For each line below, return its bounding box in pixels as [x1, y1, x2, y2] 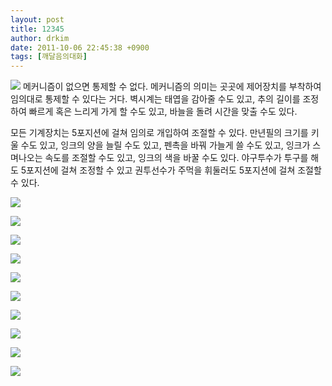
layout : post [10, 14, 65, 25]
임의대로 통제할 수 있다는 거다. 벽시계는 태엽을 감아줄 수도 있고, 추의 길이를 [10, 93, 301, 105]
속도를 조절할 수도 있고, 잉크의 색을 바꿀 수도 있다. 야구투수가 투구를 [44, 152, 309, 164]
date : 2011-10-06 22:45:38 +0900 [10, 42, 150, 53]
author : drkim [10, 33, 70, 43]
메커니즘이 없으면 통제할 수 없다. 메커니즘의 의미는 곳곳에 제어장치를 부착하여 [22, 81, 322, 93]
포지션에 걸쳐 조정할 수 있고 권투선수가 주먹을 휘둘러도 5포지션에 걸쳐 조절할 [26, 164, 322, 176]
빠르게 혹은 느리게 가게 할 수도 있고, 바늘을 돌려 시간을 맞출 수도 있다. [28, 106, 298, 118]
